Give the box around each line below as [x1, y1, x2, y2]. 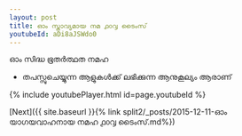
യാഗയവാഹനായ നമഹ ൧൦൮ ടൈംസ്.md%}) [9, 116, 176, 127]
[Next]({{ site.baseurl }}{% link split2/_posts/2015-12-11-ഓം [9, 107, 228, 117]
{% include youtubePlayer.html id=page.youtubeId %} [9, 90, 207, 100]
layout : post [9, 12, 58, 22]
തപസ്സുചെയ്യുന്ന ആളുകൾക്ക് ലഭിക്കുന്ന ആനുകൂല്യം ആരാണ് [21, 72, 232, 83]
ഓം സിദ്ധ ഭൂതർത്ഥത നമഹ [9, 54, 109, 65]
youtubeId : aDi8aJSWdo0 [9, 29, 98, 38]
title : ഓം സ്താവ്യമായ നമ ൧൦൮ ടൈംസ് [9, 21, 147, 30]
